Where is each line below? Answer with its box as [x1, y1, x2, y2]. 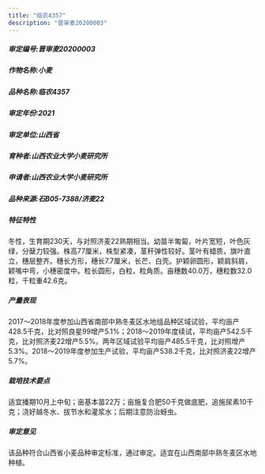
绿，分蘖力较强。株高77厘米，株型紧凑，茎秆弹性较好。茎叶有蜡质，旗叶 [8, 246, 244, 256]
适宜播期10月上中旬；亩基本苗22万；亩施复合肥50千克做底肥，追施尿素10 [8, 397, 247, 407]
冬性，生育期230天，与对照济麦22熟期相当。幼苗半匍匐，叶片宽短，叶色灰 [8, 237, 251, 246]
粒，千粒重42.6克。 [8, 276, 72, 286]
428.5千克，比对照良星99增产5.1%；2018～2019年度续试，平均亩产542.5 [8, 327, 246, 336]
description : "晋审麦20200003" [8, 19, 108, 27]
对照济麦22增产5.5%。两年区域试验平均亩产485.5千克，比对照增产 [28, 337, 246, 346]
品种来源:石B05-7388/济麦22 [8, 194, 105, 203]
